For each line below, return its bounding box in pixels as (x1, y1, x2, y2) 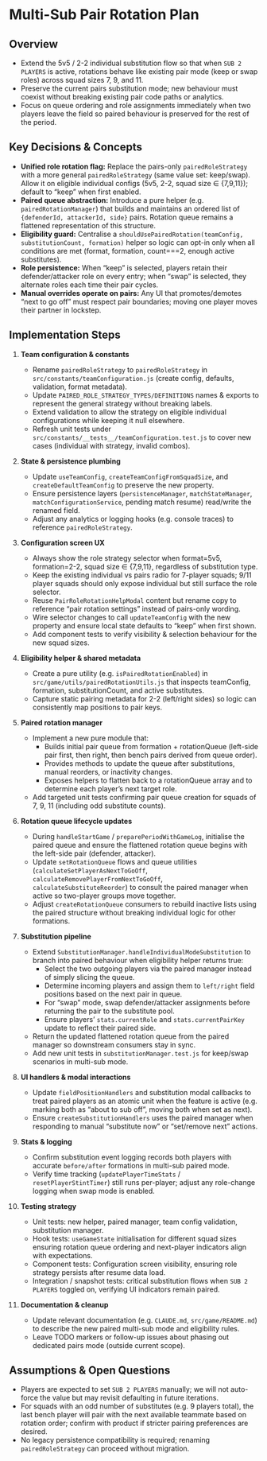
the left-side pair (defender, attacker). (32, 849, 157, 858)
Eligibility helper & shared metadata (20, 653, 141, 663)
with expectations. (32, 1250, 94, 1260)
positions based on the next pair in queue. (44, 989, 183, 999)
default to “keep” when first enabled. (20, 187, 141, 196)
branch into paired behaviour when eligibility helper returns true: (32, 955, 244, 965)
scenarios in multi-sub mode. (32, 1056, 129, 1067)
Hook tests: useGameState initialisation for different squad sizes (32, 1234, 237, 1243)
